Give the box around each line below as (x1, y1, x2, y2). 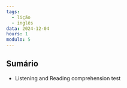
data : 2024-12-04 (6, 25, 50, 32)
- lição (11, 14, 31, 20)
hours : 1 (6, 31, 28, 37)
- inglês (11, 20, 34, 26)
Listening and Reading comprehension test (14, 74, 121, 81)
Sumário (6, 59, 39, 69)
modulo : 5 (6, 37, 31, 43)
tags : (6, 8, 20, 15)
